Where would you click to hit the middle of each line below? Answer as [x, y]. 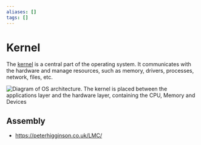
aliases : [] [21, 12]
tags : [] [17, 18]
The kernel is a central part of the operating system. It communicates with [99, 64]
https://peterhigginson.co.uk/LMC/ [59, 136]
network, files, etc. [30, 77]
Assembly [26, 121]
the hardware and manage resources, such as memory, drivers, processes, [100, 71]
